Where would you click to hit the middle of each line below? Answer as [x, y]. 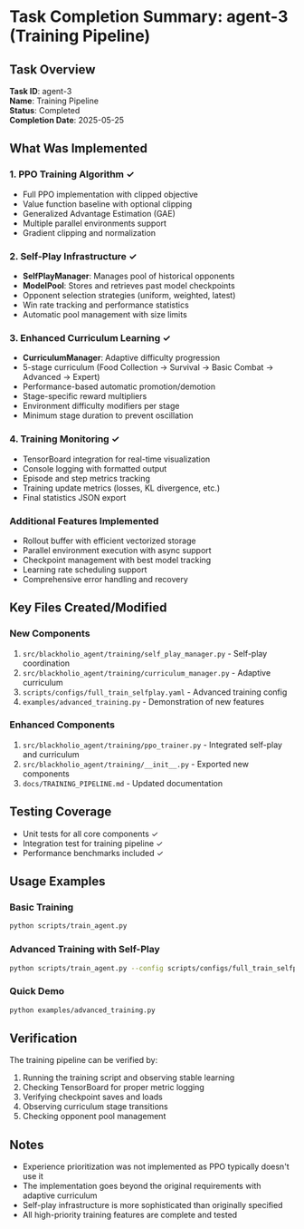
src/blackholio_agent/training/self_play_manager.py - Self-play [145, 653]
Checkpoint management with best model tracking [117, 560]
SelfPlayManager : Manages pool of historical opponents [128, 276]
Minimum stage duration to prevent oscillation [108, 415]
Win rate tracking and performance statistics [106, 305]
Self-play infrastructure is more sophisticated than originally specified [152, 1205]
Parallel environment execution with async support [117, 550]
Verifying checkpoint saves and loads [92, 1097]
